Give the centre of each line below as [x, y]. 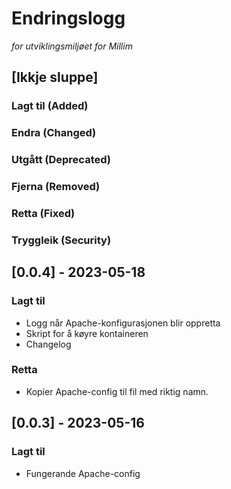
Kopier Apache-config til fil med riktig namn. [117, 391]
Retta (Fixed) [43, 213]
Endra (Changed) [54, 133]
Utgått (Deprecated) [61, 160]
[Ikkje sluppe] [55, 77]
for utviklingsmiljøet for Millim [72, 46]
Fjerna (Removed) [56, 187]
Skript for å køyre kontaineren [87, 333]
